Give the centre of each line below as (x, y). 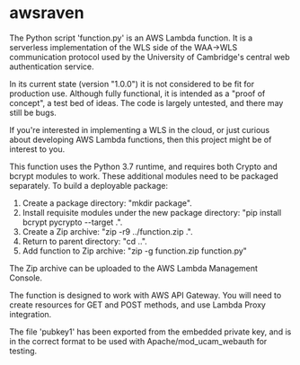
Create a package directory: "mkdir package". (107, 203)
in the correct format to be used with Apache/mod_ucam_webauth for (138, 341)
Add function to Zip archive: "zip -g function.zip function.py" (134, 251)
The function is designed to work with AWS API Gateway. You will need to (146, 295)
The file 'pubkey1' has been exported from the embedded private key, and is (150, 332)
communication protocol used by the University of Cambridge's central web (150, 57)
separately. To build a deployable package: (89, 185)
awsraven (47, 13)
